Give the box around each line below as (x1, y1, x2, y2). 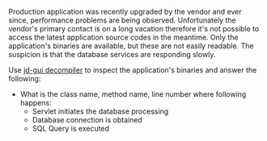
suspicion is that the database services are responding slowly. (8, 50, 216, 59)
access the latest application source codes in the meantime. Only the (8, 32, 239, 42)
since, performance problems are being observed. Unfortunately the (8, 15, 236, 25)
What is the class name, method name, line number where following (19, 89, 247, 99)
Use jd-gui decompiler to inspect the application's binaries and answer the (8, 65, 257, 75)
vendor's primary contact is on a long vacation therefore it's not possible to (8, 24, 260, 33)
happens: (19, 98, 52, 107)
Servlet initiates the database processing (32, 106, 169, 116)
